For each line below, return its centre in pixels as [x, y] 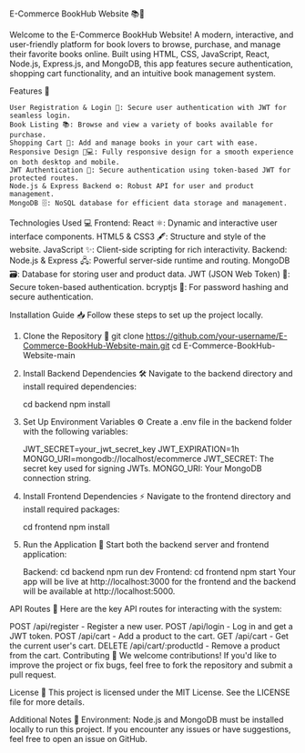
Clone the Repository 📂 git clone [83, 336]
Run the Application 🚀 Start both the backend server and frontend [146, 544]
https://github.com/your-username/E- [216, 336]
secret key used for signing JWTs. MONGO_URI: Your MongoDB [142, 468]
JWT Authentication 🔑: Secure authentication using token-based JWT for [150, 170]
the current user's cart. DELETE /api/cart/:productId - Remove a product [145, 646]
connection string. [57, 478]
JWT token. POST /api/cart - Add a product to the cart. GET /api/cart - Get [149, 636]
